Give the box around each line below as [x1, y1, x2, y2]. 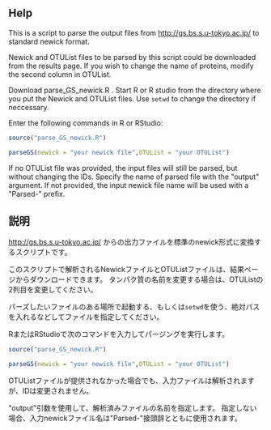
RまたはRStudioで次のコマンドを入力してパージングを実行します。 [8, 330, 230, 339]
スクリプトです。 [15, 247, 72, 258]
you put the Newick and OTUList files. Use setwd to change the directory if [8, 93, 256, 104]
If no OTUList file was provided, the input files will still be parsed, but [8, 163, 238, 172]
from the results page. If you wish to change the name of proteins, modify [8, 61, 254, 70]
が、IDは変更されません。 [8, 386, 94, 396]
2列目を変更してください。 [8, 285, 98, 295]
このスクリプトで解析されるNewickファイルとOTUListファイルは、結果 [8, 265, 245, 275]
